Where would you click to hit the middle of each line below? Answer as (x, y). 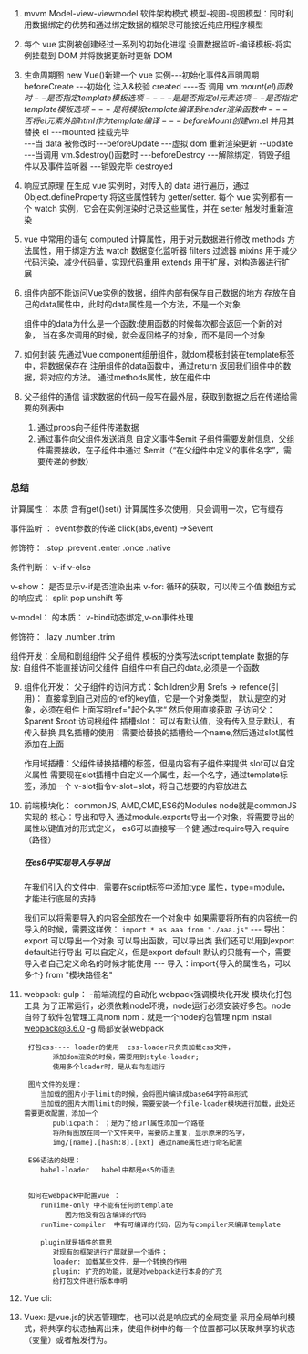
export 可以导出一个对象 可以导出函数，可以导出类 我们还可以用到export (159, 941)
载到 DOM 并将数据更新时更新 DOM (106, 56)
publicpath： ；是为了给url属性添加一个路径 (128, 1124)
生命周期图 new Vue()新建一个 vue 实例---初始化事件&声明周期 (141, 75)
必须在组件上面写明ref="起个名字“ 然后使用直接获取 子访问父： (158, 710)
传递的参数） (69, 462)
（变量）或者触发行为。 (67, 1340)
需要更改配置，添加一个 (61, 1114)
